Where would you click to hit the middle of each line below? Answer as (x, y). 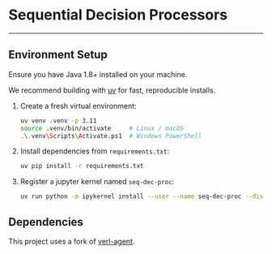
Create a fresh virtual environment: (78, 105)
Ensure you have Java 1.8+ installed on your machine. (98, 74)
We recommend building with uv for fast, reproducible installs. (112, 90)
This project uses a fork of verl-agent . (72, 241)
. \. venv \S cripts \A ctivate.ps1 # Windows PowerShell (111, 136)
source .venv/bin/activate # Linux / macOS (102, 128)
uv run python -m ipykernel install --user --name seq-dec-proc (131, 196)
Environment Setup (58, 55)
